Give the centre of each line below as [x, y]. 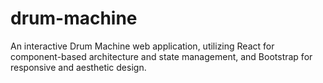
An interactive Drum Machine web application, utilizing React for [142, 46]
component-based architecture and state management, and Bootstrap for [161, 56]
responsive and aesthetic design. [78, 67]
